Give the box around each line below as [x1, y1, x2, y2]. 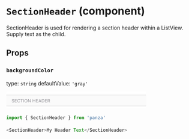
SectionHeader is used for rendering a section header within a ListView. [6, 24, 184, 31]
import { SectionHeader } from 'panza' [6, 114, 106, 121]
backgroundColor [6, 67, 54, 74]
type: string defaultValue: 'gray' [6, 79, 88, 87]
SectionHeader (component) [6, 4, 145, 18]
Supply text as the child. [6, 30, 66, 37]
